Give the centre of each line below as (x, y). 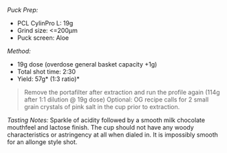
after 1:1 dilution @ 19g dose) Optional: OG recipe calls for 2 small (116, 99)
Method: (19, 51)
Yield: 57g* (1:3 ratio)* (48, 79)
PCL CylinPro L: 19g (45, 23)
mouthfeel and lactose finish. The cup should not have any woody (100, 127)
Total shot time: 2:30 (46, 72)
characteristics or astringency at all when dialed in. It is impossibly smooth (113, 134)
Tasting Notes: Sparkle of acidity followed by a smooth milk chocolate (106, 120)
